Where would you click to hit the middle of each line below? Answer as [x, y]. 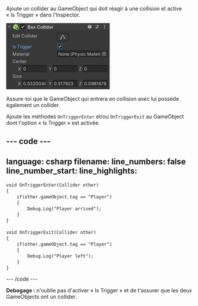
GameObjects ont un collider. [41, 297]
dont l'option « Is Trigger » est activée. [53, 123]
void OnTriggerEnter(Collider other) [53, 185]
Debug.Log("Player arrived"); [64, 209]
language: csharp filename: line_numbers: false [96, 161]
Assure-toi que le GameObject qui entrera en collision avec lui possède [92, 99]
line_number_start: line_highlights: [72, 171]
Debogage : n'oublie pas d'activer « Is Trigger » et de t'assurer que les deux [99, 291]
